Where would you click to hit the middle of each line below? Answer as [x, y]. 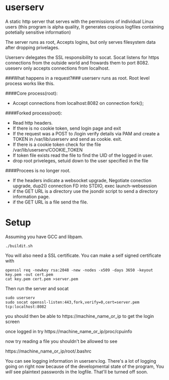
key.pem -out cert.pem [29, 274]
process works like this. [30, 83]
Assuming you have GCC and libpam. [44, 237]
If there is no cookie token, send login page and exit [67, 128]
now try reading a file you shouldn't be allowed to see [61, 341]
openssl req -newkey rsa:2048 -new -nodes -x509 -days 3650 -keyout [79, 270]
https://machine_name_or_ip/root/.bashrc [48, 351]
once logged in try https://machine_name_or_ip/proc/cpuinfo [69, 331]
